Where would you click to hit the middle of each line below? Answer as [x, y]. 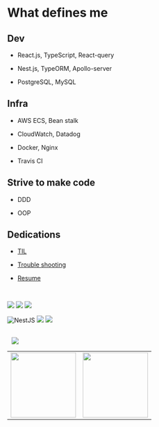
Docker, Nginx [37, 147]
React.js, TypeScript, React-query [66, 55]
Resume [29, 278]
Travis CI [30, 160]
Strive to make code [51, 183]
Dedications [34, 235]
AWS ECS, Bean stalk [48, 120]
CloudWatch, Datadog [49, 134]
